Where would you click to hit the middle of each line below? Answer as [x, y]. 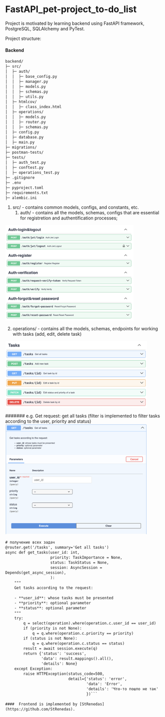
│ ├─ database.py [24, 138]
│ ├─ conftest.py [24, 168]
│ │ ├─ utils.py [24, 97]
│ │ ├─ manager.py [27, 82]
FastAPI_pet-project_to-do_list [71, 9]
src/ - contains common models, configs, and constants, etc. [76, 207]
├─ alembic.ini [21, 198]
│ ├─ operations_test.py [32, 173]
